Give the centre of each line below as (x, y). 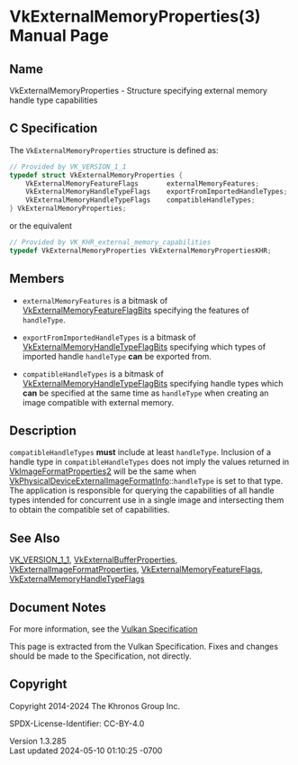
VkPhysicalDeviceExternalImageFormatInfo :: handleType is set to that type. (146, 481)
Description (43, 431)
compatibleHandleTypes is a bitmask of (93, 373)
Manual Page (59, 36)
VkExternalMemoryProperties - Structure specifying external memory (139, 91)
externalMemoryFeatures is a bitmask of (95, 300)
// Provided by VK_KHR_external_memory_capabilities (110, 242)
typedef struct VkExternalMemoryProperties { (96, 175)
